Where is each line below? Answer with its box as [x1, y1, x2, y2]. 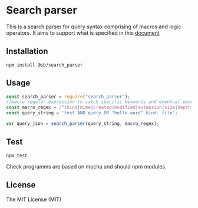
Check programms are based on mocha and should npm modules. [6, 163, 167, 170]
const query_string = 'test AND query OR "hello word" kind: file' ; [6, 110, 178, 116]
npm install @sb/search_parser [6, 62, 83, 68]
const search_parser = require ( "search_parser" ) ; [6, 94, 131, 100]
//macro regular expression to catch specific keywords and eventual [6, 99, 181, 105]
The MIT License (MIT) [6, 196, 62, 203]
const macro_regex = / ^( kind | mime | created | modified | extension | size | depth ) [6, 104, 194, 111]
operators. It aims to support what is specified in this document [6, 29, 160, 36]
